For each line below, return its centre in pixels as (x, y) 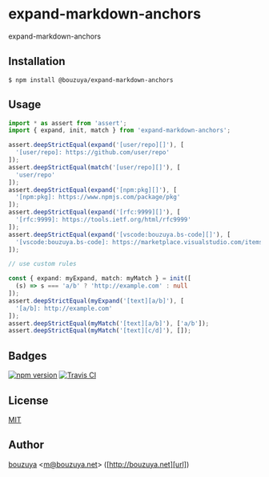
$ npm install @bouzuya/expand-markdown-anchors (91, 80)
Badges (28, 355)
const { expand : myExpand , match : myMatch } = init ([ (100, 279)
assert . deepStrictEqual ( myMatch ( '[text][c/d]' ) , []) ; (100, 331)
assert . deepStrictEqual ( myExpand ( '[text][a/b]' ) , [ (96, 301)
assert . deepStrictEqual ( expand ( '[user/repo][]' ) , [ (96, 145)
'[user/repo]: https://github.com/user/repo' (93, 153)
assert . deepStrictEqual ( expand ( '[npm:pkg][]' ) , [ (93, 190)
